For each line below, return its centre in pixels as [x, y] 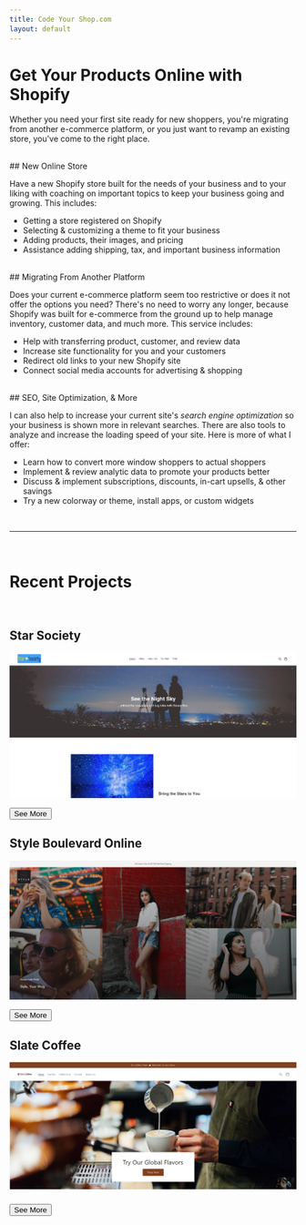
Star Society [46, 635]
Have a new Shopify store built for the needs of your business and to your [148, 184]
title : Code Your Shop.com [61, 19]
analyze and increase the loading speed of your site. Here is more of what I [150, 435]
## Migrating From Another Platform [77, 277]
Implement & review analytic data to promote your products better [146, 472]
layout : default [40, 29]
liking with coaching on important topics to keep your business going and [147, 194]
